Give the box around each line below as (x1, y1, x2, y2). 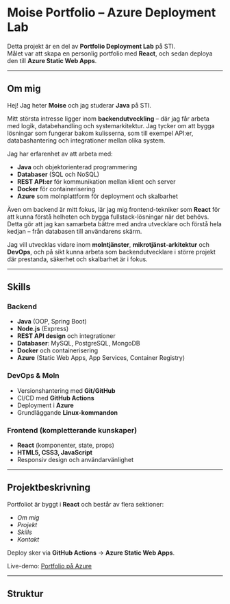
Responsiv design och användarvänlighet (16, 456, 133, 464)
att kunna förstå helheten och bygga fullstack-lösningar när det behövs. (7, 213, 209, 221)
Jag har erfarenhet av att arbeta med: (7, 149, 113, 158)
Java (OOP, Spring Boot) (16, 317, 87, 326)
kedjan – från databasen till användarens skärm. (7, 227, 142, 235)
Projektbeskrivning (7, 482, 91, 494)
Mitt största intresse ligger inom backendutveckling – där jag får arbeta (7, 114, 210, 123)
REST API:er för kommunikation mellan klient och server (16, 177, 176, 186)
